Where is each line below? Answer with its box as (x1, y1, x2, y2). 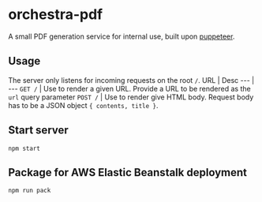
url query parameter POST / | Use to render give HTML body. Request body (8, 92, 254, 102)
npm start (8, 144, 41, 152)
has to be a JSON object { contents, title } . (8, 100, 159, 110)
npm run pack (8, 187, 51, 195)
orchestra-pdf (8, 6, 103, 24)
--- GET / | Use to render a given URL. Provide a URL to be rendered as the (8, 84, 251, 93)
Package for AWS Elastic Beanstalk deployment (8, 166, 247, 179)
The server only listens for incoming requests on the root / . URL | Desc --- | (8, 75, 255, 84)
